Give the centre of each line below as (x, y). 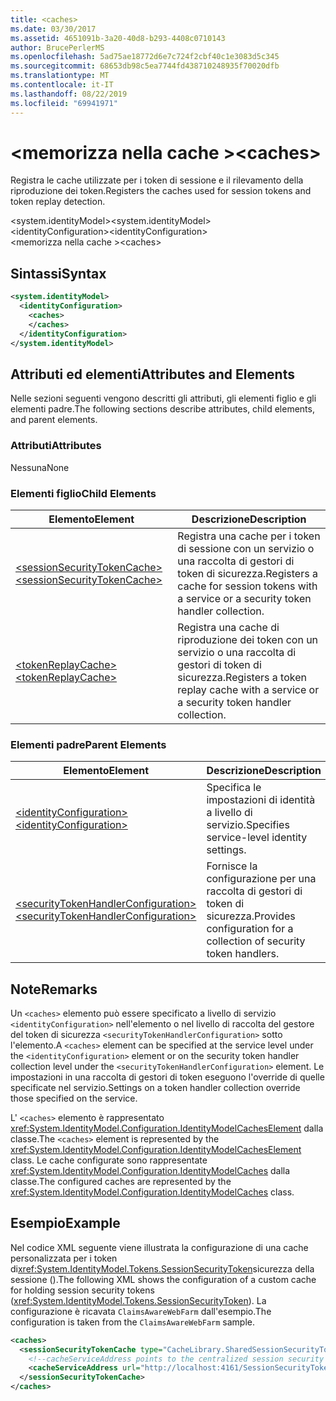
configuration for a (250, 929)
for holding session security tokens (82, 1290)
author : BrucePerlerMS (57, 47)
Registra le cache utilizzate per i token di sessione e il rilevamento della (157, 180)
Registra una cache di (228, 627)
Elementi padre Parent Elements (88, 744)
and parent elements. (54, 420)
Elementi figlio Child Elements (83, 493)
